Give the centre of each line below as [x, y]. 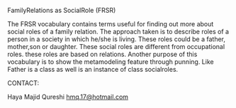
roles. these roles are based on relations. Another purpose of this [102, 54]
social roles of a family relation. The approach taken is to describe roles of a [118, 32]
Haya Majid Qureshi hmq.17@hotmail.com [68, 97]
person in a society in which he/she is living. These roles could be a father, [116, 39]
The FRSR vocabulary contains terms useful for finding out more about [111, 24]
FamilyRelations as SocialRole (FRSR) [62, 10]
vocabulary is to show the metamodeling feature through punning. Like [111, 62]
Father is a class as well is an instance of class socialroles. [93, 69]
